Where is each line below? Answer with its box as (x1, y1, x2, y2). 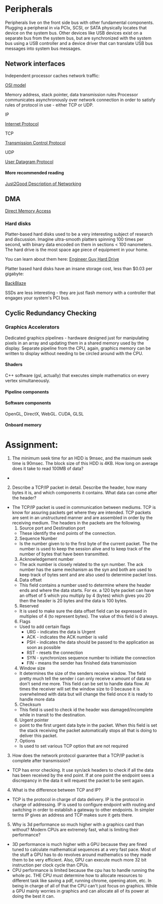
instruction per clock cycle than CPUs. (12, 862, 89, 868)
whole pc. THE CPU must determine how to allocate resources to (12, 873, 143, 879)
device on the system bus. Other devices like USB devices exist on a (5, 30, 143, 36)
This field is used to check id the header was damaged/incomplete (19, 707, 153, 713)
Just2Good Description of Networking (5, 181, 82, 187)
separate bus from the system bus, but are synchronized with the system (5, 35, 152, 41)
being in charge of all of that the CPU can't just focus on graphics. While (12, 883, 157, 889)
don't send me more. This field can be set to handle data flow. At (19, 681, 149, 687)
